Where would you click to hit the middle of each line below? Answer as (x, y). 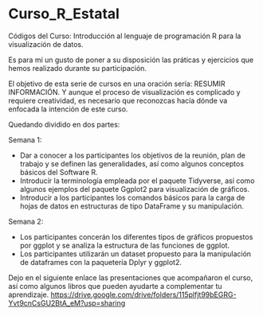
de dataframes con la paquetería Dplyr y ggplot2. (100, 262)
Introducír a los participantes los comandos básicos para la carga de (132, 197)
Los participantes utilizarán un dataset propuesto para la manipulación (135, 254)
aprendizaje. (29, 295)
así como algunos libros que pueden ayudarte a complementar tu (115, 286)
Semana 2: (26, 221)
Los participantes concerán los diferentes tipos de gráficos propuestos (136, 236)
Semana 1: (25, 139)
